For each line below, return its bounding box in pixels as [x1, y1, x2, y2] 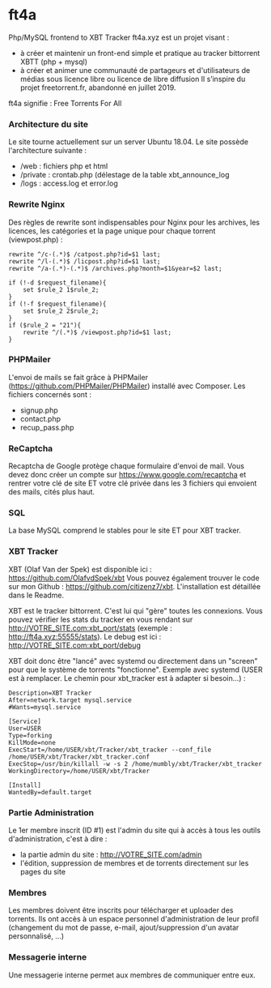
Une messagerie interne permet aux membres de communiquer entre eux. [8, 970, 256, 980]
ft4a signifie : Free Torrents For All [8, 98, 122, 108]
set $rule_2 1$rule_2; [23, 285, 100, 293]
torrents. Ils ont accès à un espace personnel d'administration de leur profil [8, 914, 259, 924]
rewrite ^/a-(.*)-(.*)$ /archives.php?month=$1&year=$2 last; [8, 264, 222, 272]
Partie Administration [8, 806, 95, 818]
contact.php [19, 413, 61, 423]
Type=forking [8, 731, 53, 739]
